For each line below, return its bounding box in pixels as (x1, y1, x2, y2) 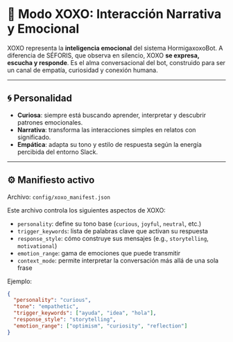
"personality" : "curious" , (13, 297, 92, 304)
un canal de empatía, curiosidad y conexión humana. (7, 66, 158, 74)
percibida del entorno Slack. (17, 147, 98, 156)
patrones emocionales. (17, 118, 83, 127)
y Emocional (7, 21, 80, 37)
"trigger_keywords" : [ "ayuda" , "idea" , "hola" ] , (13, 309, 157, 317)
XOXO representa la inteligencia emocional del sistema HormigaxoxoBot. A (7, 44, 223, 52)
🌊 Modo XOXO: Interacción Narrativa (7, 6, 222, 22)
